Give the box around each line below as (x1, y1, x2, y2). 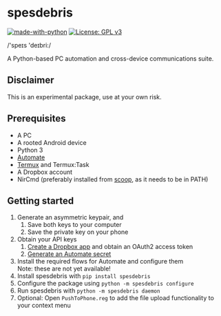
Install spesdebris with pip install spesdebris (17, 272, 151, 280)
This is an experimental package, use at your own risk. (7, 92, 162, 101)
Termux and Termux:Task (17, 160, 90, 168)
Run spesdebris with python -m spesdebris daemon (17, 286, 160, 295)
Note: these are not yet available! (17, 264, 112, 273)
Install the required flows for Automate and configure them (17, 257, 184, 266)
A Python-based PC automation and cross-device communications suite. (7, 54, 214, 63)
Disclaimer (7, 75, 54, 86)
